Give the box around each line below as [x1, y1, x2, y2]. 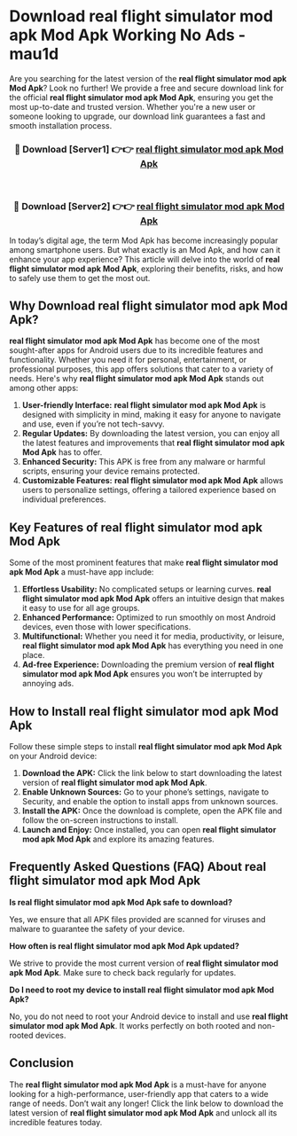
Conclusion [9, 1055, 74, 1070]
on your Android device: [9, 750, 98, 761]
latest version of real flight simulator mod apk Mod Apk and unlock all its [9, 1107, 277, 1118]
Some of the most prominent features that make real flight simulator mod [9, 557, 278, 568]
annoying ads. [21, 678, 74, 689]
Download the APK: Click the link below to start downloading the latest [21, 767, 282, 778]
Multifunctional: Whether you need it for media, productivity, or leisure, [21, 631, 285, 642]
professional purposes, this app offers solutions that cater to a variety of [9, 364, 274, 374]
